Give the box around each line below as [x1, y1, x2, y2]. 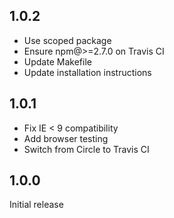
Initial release [9, 199, 64, 211]
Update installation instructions [23, 66, 152, 78]
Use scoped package [23, 34, 112, 46]
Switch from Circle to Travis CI [23, 143, 150, 155]
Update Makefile [23, 55, 92, 68]
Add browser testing [23, 132, 109, 144]
